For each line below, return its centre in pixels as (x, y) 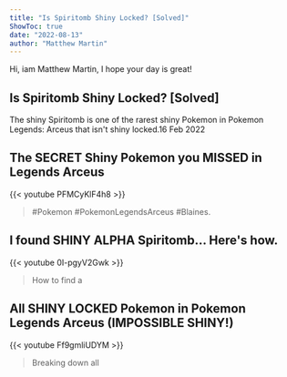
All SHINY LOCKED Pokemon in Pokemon (128, 309)
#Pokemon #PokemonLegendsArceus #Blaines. (121, 211)
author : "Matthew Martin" (58, 43)
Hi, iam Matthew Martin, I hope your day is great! (101, 69)
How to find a (57, 280)
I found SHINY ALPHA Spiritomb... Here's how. (144, 241)
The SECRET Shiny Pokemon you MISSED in (136, 158)
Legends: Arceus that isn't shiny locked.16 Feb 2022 (108, 129)
